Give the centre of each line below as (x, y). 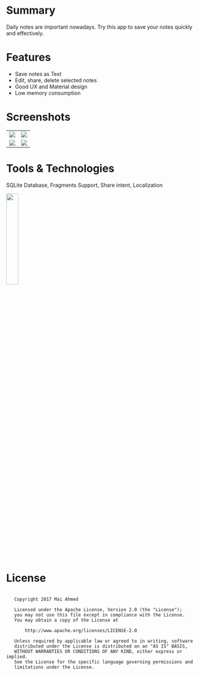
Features (29, 58)
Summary (31, 10)
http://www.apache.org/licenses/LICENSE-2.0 (81, 630)
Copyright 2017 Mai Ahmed (46, 599)
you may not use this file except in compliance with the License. (99, 615)
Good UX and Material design (51, 87)
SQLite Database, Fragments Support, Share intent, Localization (84, 185)
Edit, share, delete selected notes (56, 80)
